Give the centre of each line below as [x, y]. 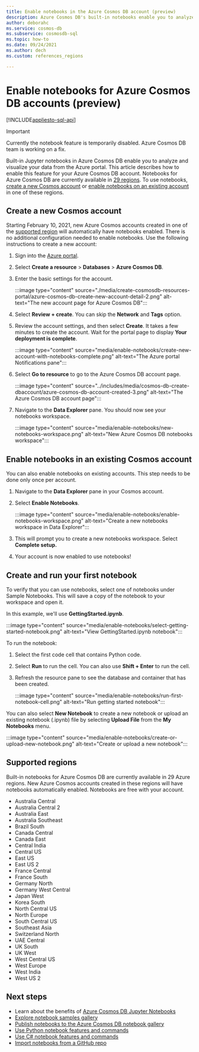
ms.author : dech [26, 51]
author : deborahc [28, 23]
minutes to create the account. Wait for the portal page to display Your [101, 332]
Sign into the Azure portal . [46, 256]
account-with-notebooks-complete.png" [64, 356]
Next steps [27, 997]
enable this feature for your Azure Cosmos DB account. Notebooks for [92, 173]
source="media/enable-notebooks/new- [124, 428]
